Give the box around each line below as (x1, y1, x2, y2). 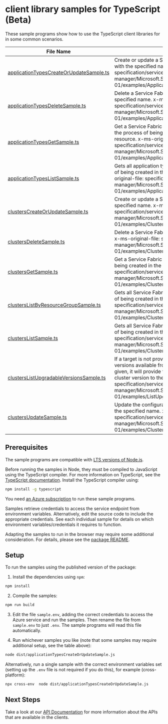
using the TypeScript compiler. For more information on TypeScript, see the (5, 471, 161, 477)
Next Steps (5, 695, 40, 704)
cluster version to (114, 374, 155, 381)
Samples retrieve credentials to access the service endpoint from (5, 505, 140, 511)
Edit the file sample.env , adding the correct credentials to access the (12, 612, 153, 618)
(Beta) (5, 14, 31, 26)
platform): (5, 672, 26, 678)
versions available (114, 361, 156, 369)
